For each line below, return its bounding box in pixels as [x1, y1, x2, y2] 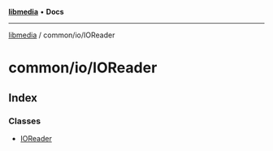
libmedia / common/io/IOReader [8, 30, 115, 40]
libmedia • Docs [8, 7, 64, 16]
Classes [8, 115, 41, 127]
